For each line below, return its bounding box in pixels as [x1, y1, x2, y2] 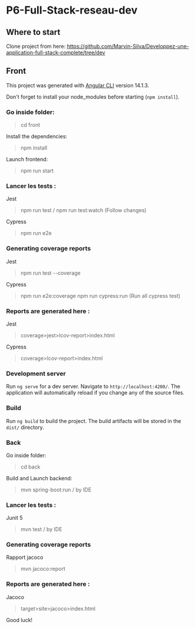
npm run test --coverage [20, 269, 81, 276]
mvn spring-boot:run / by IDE [20, 486, 92, 493]
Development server [6, 369, 66, 378]
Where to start [6, 27, 61, 37]
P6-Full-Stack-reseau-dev [6, 4, 138, 17]
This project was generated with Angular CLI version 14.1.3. [6, 82, 150, 89]
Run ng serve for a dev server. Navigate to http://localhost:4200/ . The [6, 383, 181, 390]
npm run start [20, 167, 54, 174]
